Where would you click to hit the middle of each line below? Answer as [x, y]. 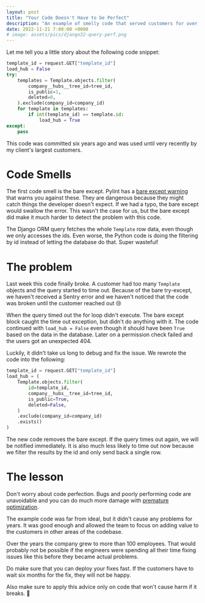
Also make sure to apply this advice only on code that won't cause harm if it [102, 586]
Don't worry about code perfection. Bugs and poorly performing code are [99, 494]
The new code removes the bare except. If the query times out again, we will [103, 439]
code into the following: [36, 360]
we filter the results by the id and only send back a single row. [84, 452]
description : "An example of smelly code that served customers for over [102, 23]
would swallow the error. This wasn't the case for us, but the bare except [98, 211]
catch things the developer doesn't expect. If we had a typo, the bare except [103, 204]
